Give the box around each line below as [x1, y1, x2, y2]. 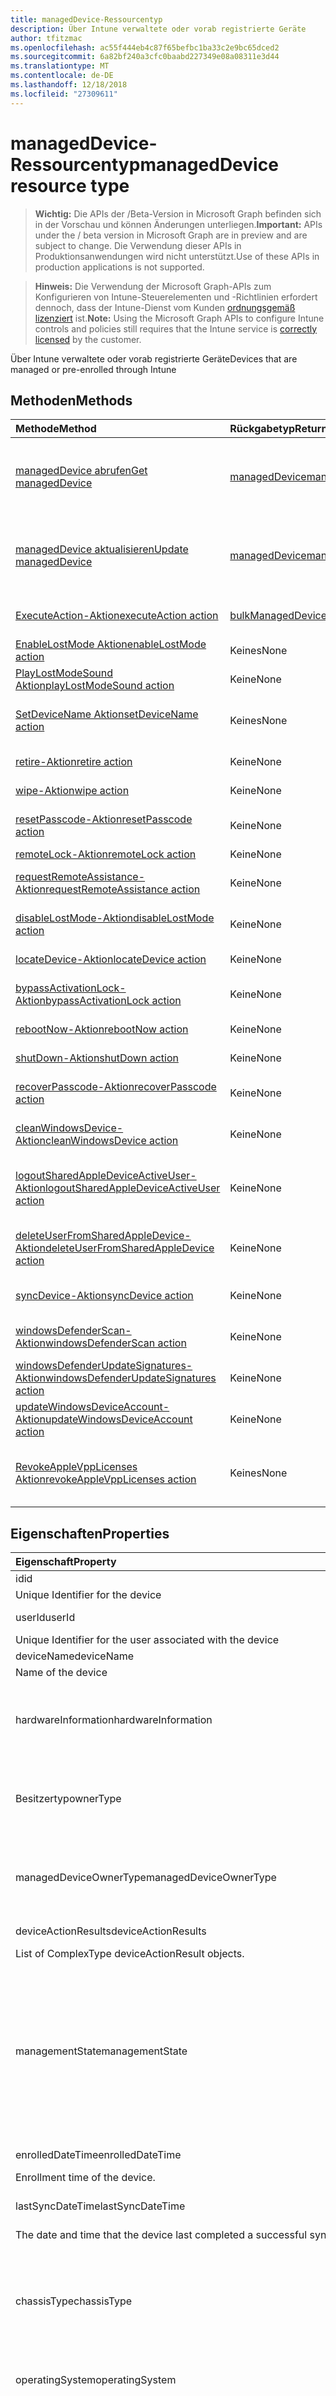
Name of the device [15, 1666, 108, 1680]
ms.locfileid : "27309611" [10, 89, 118, 99]
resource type [10, 174, 130, 197]
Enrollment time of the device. [15, 2171, 156, 2185]
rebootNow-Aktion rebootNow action [15, 1022, 189, 1036]
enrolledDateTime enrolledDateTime [15, 2148, 182, 2162]
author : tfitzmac [10, 33, 83, 43]
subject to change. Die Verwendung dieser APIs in [34, 239, 242, 251]
